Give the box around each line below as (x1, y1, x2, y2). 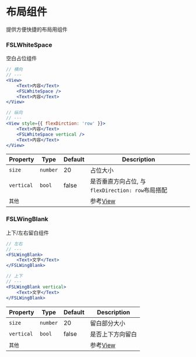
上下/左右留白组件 (6, 229, 50, 236)
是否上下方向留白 (90, 330, 137, 338)
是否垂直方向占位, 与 (90, 177, 146, 186)
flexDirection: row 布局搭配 (90, 186, 167, 194)
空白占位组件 (6, 55, 37, 62)
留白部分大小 (90, 319, 125, 327)
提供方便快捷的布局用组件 (6, 26, 68, 33)
